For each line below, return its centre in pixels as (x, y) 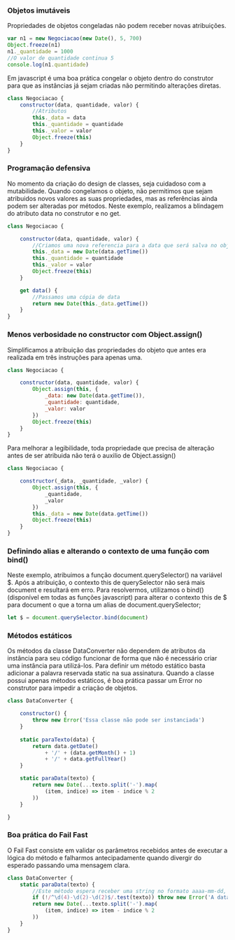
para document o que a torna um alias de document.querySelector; (104, 605)
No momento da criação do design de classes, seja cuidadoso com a (107, 184)
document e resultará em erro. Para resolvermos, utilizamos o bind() (106, 590)
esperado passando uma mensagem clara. (69, 865)
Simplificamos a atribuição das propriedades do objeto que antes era (107, 350)
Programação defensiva (49, 168)
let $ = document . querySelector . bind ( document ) (78, 618)
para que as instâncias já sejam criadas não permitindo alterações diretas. (114, 85)
